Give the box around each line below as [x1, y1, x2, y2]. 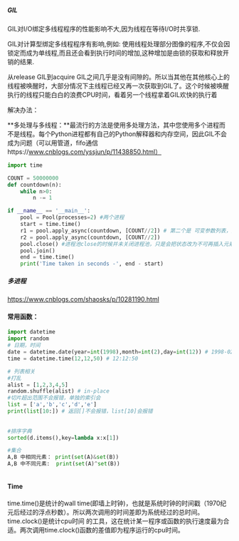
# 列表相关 [7, 368, 36, 375]
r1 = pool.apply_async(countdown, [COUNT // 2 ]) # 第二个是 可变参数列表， [20, 227, 232, 235]
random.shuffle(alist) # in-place [7, 388, 110, 395]
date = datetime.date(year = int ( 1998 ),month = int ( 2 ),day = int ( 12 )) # [7, 349, 208, 356]
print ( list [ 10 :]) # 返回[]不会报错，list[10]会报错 [7, 408, 153, 415]
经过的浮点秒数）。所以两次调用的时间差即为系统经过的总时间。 [19, 508, 204, 517]
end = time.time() [20, 254, 75, 261]
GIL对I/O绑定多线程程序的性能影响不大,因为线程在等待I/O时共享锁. [7, 24, 201, 33]
